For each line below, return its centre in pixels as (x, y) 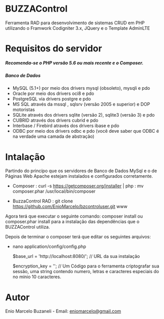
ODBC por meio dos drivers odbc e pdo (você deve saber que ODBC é (86, 131)
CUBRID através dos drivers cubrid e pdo (55, 120)
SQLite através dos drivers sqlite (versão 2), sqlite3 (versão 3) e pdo (84, 115)
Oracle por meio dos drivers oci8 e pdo (53, 93)
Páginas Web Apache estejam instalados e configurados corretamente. (79, 176)
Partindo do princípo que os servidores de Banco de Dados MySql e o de (81, 171)
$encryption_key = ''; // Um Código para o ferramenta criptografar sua (86, 266)
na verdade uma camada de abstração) (53, 136)
